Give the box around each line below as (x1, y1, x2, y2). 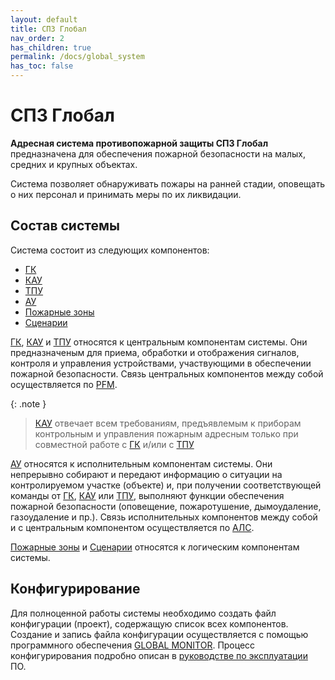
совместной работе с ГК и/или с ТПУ (34, 438, 195, 450)
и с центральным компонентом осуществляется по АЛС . (10, 521, 255, 533)
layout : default (10, 14, 78, 25)
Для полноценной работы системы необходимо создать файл (10, 607, 277, 619)
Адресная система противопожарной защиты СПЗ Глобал (10, 137, 269, 149)
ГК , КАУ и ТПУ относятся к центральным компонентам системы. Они (10, 336, 308, 348)
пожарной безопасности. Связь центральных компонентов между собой (10, 367, 324, 380)
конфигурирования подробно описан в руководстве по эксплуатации (10, 649, 308, 661)
